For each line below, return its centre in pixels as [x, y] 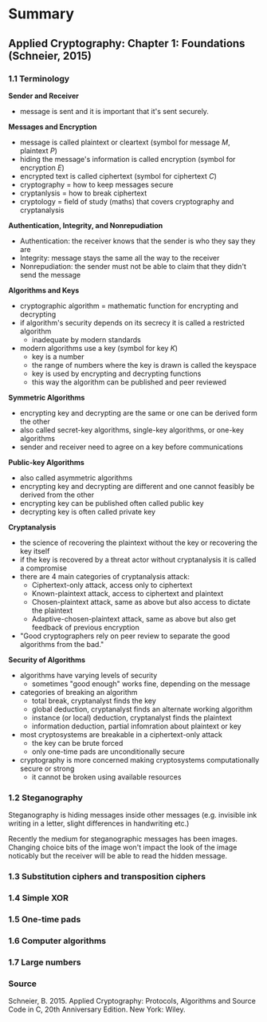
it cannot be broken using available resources [106, 777]
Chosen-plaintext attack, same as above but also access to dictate [141, 602]
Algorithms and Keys [44, 290]
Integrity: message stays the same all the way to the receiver [120, 258]
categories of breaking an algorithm [79, 692]
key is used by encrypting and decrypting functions [116, 373]
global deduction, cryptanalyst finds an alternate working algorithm [142, 709]
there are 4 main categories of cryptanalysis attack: [104, 576]
